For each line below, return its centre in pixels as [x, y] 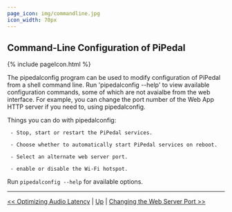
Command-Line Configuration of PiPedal [96, 48]
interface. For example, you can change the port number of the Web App [110, 100]
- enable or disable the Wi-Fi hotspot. [69, 169]
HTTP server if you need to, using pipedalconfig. [77, 107]
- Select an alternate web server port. [69, 157]
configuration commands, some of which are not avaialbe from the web [109, 92]
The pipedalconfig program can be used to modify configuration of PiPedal [114, 78]
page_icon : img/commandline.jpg [54, 13]
